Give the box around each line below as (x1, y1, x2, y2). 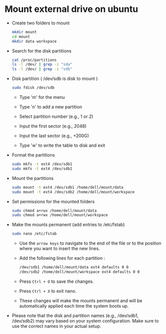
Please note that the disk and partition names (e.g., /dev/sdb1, (11, 312, 139, 319)
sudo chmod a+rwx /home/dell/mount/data (11, 208, 97, 213)
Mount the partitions (11, 175, 54, 181)
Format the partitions (11, 152, 55, 158)
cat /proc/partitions (11, 57, 57, 63)
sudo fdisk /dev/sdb (11, 85, 55, 90)
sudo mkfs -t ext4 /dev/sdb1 (11, 162, 73, 167)
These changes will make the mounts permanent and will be (19, 297, 143, 304)
